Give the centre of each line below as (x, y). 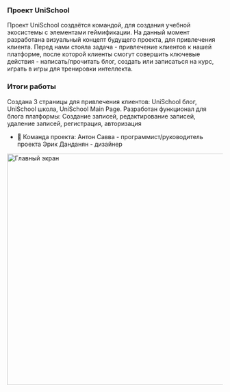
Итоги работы (31, 86)
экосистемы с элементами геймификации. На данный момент (99, 32)
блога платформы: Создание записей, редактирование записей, (101, 116)
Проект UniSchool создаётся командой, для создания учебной (99, 25)
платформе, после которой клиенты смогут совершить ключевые (104, 54)
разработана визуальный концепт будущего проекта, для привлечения (111, 40)
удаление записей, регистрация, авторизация (74, 123)
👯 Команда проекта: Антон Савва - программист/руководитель (110, 136)
